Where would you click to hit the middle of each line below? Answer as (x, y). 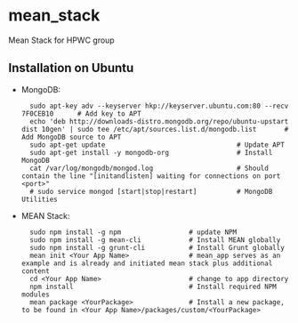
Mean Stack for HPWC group (61, 40)
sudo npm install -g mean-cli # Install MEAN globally (155, 240)
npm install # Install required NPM (153, 287)
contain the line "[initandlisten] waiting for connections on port (151, 176)
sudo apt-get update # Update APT (157, 145)
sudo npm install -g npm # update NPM (133, 232)
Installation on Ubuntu (71, 68)
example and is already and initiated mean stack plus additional (147, 263)
